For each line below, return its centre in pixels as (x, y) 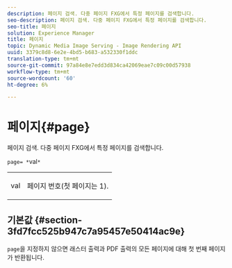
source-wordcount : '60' (42, 78)
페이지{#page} (49, 127)
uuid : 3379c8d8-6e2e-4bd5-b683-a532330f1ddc (73, 53)
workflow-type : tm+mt (39, 72)
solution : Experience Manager (51, 33)
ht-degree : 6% (28, 85)
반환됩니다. (30, 257)
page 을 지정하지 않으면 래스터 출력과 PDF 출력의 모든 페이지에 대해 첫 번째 (107, 249)
